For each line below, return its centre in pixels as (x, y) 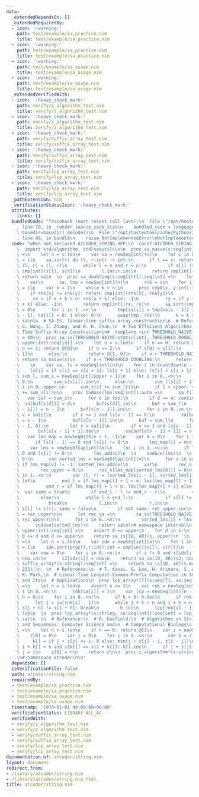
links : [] (29, 216)
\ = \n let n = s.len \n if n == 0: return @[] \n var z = (99, 630)
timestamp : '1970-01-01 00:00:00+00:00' (62, 707)
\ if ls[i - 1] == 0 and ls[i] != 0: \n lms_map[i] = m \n (105, 442)
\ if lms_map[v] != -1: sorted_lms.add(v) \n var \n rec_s (105, 464)
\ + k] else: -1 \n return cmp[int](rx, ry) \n (83, 304)
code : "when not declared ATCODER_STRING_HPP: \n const (82, 243)
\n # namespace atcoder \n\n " (51, 658)
